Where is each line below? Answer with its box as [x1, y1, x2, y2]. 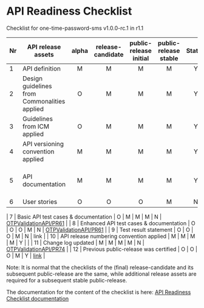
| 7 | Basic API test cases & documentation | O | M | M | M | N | [6, 213, 162, 220]
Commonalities [22, 97, 66, 105]
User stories [22, 197, 58, 206]
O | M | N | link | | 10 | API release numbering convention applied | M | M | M [6, 233, 195, 240]
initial [132, 54, 149, 62]
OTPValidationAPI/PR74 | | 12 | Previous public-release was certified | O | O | [6, 245, 197, 253]
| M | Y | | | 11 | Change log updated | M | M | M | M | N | [6, 239, 144, 246]
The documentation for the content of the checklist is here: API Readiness [6, 288, 191, 296]
